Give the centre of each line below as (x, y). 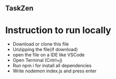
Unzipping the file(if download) (45, 50)
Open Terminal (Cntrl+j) (37, 60)
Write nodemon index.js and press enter (54, 71)
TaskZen (20, 8)
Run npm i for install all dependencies (52, 66)
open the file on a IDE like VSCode (49, 55)
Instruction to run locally (58, 30)
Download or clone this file (41, 44)
